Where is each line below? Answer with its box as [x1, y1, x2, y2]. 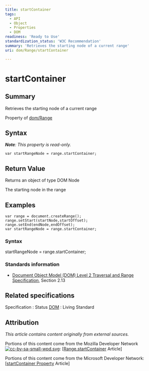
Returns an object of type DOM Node [5, 177, 80, 183]
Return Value [5, 164, 45, 173]
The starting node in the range [5, 187, 66, 193]
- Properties [9, 25, 36, 30]
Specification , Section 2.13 [12, 277, 66, 283]
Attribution [5, 318, 39, 327]
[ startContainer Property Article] [5, 361, 70, 367]
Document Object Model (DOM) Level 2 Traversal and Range [12, 272, 134, 278]
